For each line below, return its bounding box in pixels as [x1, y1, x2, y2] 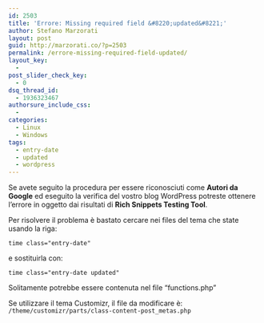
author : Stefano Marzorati [8, 26, 98, 34]
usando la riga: [8, 224, 58, 233]
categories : [8, 116, 48, 124]
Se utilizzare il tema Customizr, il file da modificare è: [8, 298, 183, 309]
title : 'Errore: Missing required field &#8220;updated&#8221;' [8, 19, 227, 27]
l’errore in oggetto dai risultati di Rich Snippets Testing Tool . [8, 200, 208, 209]
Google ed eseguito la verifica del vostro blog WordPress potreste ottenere [8, 192, 256, 201]
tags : [8, 138, 26, 147]
